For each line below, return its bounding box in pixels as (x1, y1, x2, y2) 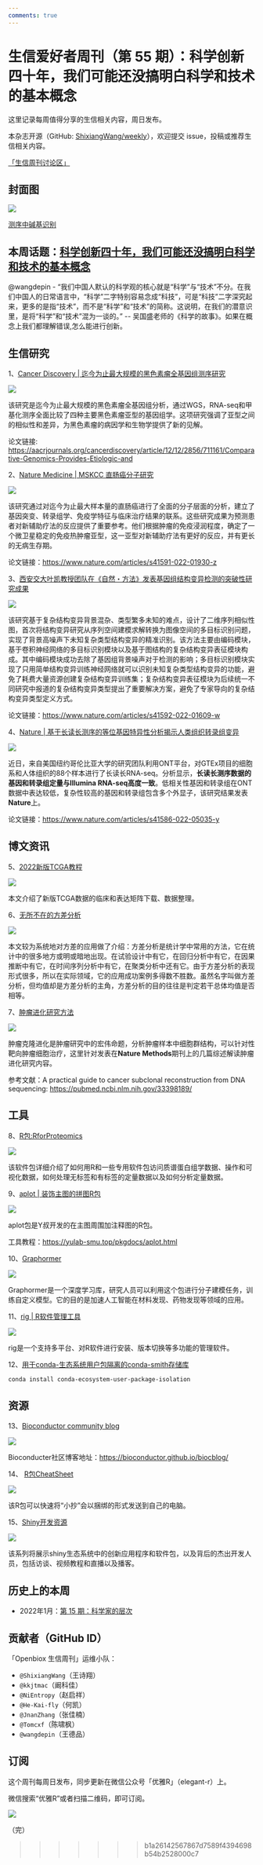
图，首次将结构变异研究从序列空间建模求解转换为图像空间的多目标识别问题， (8, 625, 255, 634)
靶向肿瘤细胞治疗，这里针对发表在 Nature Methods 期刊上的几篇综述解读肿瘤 (8, 1048, 254, 1058)
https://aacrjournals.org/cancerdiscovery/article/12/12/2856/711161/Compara (8, 445, 255, 455)
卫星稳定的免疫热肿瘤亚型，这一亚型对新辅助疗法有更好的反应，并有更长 (21, 531, 255, 540)
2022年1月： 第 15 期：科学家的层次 (19, 1607, 133, 1616)
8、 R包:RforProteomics (8, 1131, 83, 1140)
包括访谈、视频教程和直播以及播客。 (21, 1559, 139, 1568)
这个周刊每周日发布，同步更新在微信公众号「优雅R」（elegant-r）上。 (8, 1776, 231, 1786)
